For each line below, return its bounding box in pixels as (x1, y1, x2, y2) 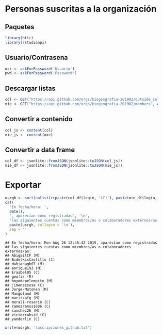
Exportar (5, 179, 41, 191)
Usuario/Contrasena (5, 53, 68, 62)
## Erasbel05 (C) (5, 270, 40, 275)
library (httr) (5, 35, 34, 40)
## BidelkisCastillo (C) (5, 257, 55, 262)
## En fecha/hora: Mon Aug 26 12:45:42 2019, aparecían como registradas (5, 240, 158, 245)
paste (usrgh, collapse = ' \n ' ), (9, 223, 75, 227)
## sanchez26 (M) (5, 308, 40, 313)
